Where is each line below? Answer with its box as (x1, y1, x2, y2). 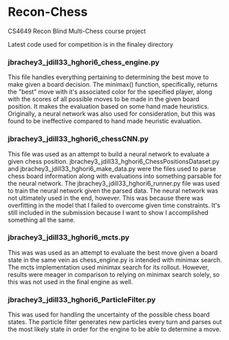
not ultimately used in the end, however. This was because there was (8, 193, 204, 202)
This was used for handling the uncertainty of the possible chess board (8, 310, 210, 319)
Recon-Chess (8, 4, 88, 20)
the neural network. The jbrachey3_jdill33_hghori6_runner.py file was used (8, 179, 220, 187)
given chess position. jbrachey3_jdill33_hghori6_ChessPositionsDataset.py (8, 157, 219, 165)
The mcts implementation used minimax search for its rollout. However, (8, 263, 209, 271)
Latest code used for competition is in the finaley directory (8, 40, 174, 48)
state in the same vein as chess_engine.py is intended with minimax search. (8, 255, 222, 264)
